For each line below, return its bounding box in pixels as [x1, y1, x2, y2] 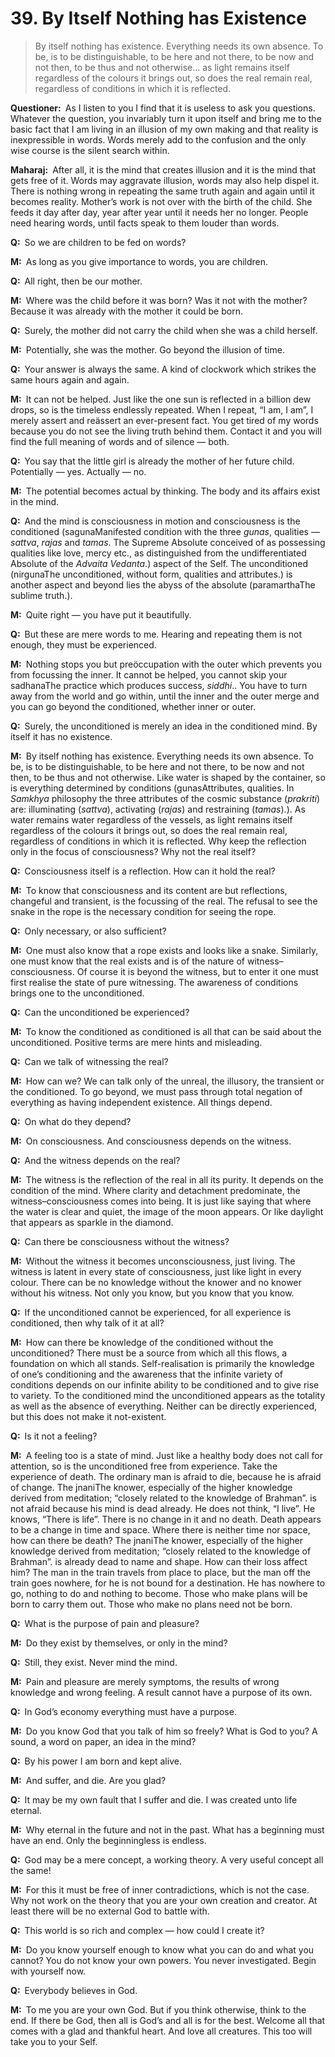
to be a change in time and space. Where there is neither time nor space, [10, 1523, 311, 1536]
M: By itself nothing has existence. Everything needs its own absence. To [10, 750, 315, 762]
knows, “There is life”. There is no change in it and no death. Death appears [10, 1513, 322, 1525]
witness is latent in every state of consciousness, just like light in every [10, 1265, 302, 1277]
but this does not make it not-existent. [10, 1410, 167, 1422]
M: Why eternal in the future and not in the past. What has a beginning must [10, 1823, 325, 1836]
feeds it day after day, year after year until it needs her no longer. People [10, 206, 309, 218]
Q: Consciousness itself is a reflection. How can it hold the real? [10, 865, 276, 877]
